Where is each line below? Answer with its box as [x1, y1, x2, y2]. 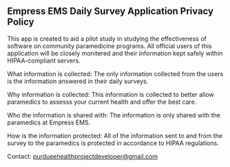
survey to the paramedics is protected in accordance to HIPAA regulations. [7, 139, 219, 147]
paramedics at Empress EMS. [7, 118, 91, 126]
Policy [7, 16, 34, 28]
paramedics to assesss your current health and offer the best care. [7, 98, 197, 106]
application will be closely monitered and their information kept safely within [7, 49, 223, 57]
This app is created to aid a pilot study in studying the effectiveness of [7, 34, 207, 43]
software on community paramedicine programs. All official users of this [7, 41, 212, 50]
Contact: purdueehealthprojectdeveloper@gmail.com [7, 152, 158, 160]
